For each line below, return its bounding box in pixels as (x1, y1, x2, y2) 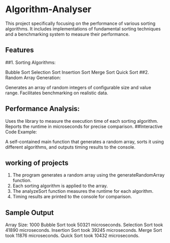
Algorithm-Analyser (5, 4, 92, 15)
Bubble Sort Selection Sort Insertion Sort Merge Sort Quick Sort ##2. (5, 69, 149, 75)
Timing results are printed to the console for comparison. (12, 194, 132, 200)
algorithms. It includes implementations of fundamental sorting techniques (5, 25, 161, 31)
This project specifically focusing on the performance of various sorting (5, 20, 156, 26)
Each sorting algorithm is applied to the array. (12, 183, 108, 189)
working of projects (5, 158, 69, 167)
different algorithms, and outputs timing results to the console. (5, 144, 135, 150)
